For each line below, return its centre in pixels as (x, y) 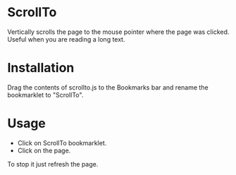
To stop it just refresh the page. (53, 164)
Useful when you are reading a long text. (66, 39)
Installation (41, 68)
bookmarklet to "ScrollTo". (45, 95)
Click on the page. (44, 150)
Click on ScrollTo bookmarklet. (62, 143)
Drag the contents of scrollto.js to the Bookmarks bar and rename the (108, 87)
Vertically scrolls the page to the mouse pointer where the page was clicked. (118, 32)
